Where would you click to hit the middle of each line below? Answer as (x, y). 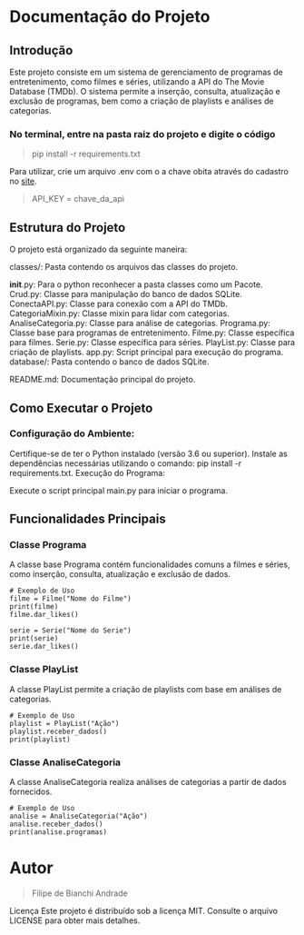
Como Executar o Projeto (81, 408)
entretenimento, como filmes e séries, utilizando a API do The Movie (137, 82)
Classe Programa (48, 545)
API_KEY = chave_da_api (78, 199)
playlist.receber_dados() (58, 731)
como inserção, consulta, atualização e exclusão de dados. (120, 574)
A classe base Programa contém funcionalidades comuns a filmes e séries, (150, 564)
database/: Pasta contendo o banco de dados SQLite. (109, 362)
